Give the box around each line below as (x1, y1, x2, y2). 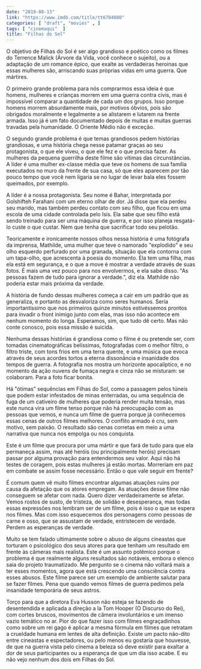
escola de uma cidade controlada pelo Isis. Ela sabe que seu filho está (6, 211, 180, 218)
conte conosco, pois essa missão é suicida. (6, 323, 114, 331)
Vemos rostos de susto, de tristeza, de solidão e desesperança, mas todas (6, 498, 191, 506)
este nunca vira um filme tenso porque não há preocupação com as (6, 405, 174, 412)
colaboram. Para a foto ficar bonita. (6, 374, 94, 381)
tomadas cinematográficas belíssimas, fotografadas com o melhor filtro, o (6, 341, 189, 349)
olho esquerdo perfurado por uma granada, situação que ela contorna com (6, 248, 192, 255)
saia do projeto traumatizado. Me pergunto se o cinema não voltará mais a (6, 561, 190, 568)
